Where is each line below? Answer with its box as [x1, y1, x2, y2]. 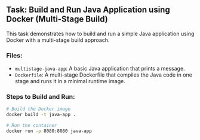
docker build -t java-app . [6, 112, 76, 118]
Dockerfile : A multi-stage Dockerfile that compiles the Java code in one [14, 71, 193, 78]
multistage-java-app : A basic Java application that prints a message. [14, 65, 185, 72]
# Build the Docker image [6, 106, 70, 112]
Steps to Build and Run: [6, 93, 75, 101]
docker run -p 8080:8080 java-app [6, 128, 93, 134]
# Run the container [6, 123, 58, 129]
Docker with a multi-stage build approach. [6, 36, 110, 44]
